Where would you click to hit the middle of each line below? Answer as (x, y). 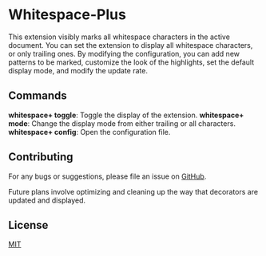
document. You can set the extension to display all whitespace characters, (131, 45)
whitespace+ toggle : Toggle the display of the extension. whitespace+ (126, 115)
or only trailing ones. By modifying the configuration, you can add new (124, 53)
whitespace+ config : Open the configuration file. (89, 132)
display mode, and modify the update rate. (78, 70)
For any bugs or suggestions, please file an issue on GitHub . (107, 176)
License (28, 225)
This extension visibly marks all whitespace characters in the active (119, 37)
